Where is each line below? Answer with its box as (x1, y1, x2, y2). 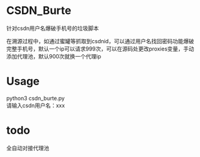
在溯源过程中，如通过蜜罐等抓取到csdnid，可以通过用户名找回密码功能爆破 (6, 37, 195, 44)
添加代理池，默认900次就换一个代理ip (6, 52, 102, 60)
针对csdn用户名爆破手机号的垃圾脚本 (6, 24, 99, 32)
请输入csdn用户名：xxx (6, 102, 65, 109)
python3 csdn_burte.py (6, 94, 65, 102)
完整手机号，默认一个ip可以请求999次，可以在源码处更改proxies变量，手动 (6, 45, 195, 52)
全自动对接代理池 (6, 144, 49, 152)
